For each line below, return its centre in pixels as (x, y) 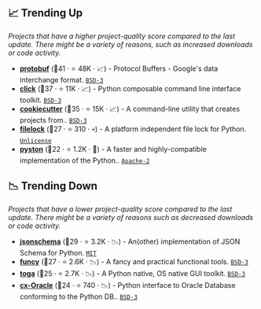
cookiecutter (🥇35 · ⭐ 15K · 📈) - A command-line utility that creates (130, 109)
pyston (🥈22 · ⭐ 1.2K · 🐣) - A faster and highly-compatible (113, 149)
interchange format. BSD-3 (61, 79)
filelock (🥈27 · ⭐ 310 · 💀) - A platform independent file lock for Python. (133, 129)
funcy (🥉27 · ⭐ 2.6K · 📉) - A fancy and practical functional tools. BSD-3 (134, 261)
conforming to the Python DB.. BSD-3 (78, 296)
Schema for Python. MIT (58, 252)
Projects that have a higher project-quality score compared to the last (122, 36)
